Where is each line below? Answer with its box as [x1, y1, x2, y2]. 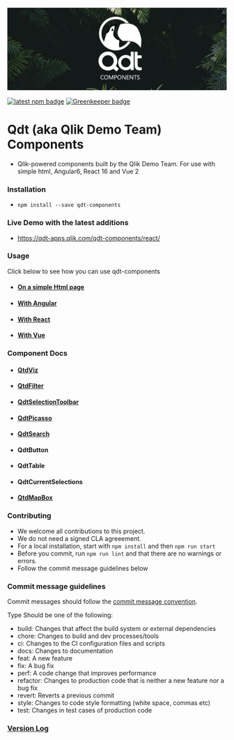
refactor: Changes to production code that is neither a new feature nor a [17, 676, 224, 685]
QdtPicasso [17, 414, 52, 422]
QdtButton [17, 445, 49, 454]
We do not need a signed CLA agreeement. [17, 534, 141, 542]
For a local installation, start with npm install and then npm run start [17, 542, 216, 550]
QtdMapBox [17, 493, 54, 502]
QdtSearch [17, 430, 50, 438]
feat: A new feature [17, 654, 73, 662]
